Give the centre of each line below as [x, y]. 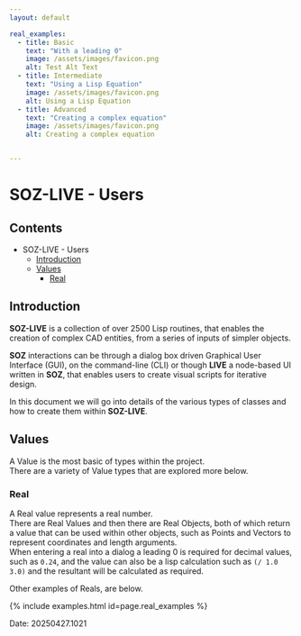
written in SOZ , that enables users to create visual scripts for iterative [138, 374]
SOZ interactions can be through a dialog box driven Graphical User [135, 355]
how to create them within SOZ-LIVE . [78, 411]
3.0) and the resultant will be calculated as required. [107, 571]
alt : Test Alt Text [62, 68]
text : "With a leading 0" [74, 50]
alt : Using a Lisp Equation [78, 101]
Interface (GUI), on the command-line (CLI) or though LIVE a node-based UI [150, 365]
